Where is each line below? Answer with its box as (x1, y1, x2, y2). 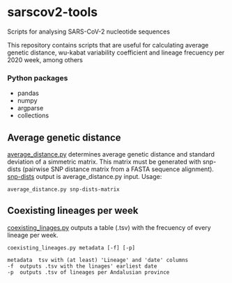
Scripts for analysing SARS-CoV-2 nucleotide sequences (7, 27, 171, 36)
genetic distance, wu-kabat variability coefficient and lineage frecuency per (7, 48, 225, 57)
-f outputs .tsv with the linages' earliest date (7, 263, 157, 270)
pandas (17, 89, 40, 98)
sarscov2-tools (7, 4, 98, 20)
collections (17, 111, 49, 119)
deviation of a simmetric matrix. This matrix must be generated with (7, 158, 201, 166)
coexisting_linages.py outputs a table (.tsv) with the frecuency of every (7, 223, 211, 231)
